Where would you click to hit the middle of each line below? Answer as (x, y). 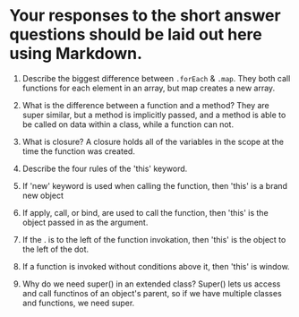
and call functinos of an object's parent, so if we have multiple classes (152, 293)
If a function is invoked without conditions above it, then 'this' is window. (156, 266)
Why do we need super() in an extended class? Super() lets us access (151, 284)
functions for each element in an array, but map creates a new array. (149, 88)
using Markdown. (76, 54)
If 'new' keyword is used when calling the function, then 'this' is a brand (155, 185)
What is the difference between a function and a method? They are (146, 105)
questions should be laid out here (136, 34)
